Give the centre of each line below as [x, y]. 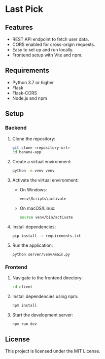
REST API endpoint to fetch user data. [51, 39]
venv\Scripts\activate [43, 199]
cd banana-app [27, 152]
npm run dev [24, 324]
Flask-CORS [25, 93]
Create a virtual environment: [42, 162]
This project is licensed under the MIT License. [53, 351]
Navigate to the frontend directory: [47, 277]
